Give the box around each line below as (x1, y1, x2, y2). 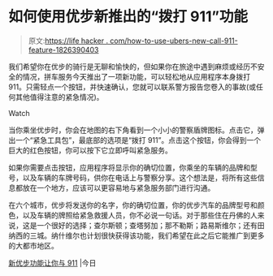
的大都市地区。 (8, 240, 58, 250)
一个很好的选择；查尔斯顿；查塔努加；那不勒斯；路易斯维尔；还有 (36, 220, 258, 230)
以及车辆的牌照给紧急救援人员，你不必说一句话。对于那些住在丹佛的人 (22, 210, 258, 220)
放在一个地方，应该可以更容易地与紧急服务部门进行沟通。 (22, 183, 215, 192)
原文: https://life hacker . (28, 36, 108, 45)
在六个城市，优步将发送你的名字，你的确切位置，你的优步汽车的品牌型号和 (8, 200, 258, 209)
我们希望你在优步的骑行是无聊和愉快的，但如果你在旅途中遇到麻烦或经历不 (8, 62, 258, 71)
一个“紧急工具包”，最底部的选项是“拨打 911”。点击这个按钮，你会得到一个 (15, 135, 262, 144)
